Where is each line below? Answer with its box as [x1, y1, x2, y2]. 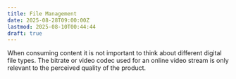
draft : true [7, 29, 42, 37]
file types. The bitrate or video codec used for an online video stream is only [7, 57, 229, 65]
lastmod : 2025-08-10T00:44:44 [7, 23, 97, 30]
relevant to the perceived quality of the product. [7, 64, 147, 72]
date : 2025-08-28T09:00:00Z [7, 17, 90, 24]
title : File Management [7, 10, 77, 17]
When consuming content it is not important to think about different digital [7, 49, 222, 57]
